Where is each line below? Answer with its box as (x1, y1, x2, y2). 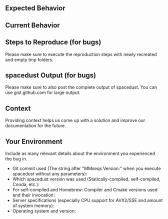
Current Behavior (5, 21, 60, 29)
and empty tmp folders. (5, 56, 53, 62)
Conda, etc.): (12, 181, 39, 187)
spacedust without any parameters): (12, 171, 87, 177)
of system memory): (12, 202, 54, 209)
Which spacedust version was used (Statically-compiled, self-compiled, (12, 176, 161, 182)
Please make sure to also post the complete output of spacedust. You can (5, 84, 157, 90)
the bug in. (5, 156, 27, 162)
